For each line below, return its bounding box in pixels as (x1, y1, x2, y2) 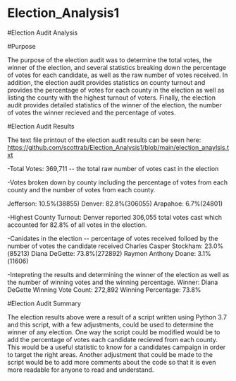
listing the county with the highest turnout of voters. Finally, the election (7, 93, 216, 102)
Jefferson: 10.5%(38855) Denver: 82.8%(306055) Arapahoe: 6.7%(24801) (7, 199, 223, 208)
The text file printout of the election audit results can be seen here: (7, 136, 201, 144)
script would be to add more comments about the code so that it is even (7, 358, 216, 366)
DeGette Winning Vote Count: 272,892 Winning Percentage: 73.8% (7, 285, 201, 294)
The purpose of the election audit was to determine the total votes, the (7, 55, 213, 64)
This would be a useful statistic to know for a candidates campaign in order (7, 343, 226, 351)
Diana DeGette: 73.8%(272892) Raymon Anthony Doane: (30, 249, 196, 257)
